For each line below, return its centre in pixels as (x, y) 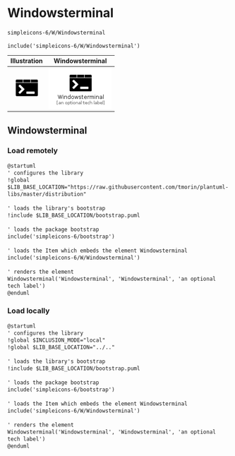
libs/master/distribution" (47, 194)
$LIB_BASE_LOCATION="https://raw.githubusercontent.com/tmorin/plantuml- (118, 187)
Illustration (27, 61)
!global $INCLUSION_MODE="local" (56, 340)
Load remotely (33, 150)
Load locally (29, 311)
